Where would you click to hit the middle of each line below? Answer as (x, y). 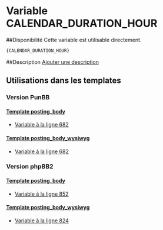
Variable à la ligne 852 (41, 194)
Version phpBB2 (30, 167)
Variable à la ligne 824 (42, 221)
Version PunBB (28, 98)
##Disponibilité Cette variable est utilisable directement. (74, 40)
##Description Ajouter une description (52, 62)
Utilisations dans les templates (64, 81)
